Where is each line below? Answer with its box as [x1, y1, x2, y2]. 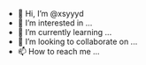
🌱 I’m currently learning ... [17, 27, 112, 37]
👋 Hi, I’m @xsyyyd [17, 9, 84, 18]
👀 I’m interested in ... [17, 18, 93, 28]
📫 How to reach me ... [17, 47, 100, 56]
